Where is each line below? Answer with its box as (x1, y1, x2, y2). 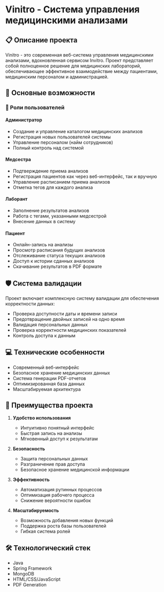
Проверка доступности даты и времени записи (12, 310, 117, 317)
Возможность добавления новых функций (20, 517, 114, 523)
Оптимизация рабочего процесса (20, 492, 95, 498)
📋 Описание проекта (5, 35, 78, 44)
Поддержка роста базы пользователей (20, 523, 106, 529)
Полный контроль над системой (12, 145, 84, 151)
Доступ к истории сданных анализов (12, 258, 95, 264)
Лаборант (5, 196, 28, 202)
